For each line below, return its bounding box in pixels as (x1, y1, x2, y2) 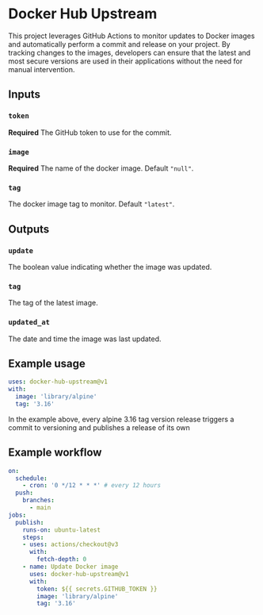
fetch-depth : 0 (36, 555, 87, 563)
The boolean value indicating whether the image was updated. (8, 262, 212, 271)
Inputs (8, 88, 41, 102)
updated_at (8, 318, 50, 327)
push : (15, 489, 34, 497)
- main (29, 504, 51, 512)
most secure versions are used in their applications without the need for (8, 56, 243, 66)
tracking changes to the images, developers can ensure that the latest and (8, 48, 251, 57)
